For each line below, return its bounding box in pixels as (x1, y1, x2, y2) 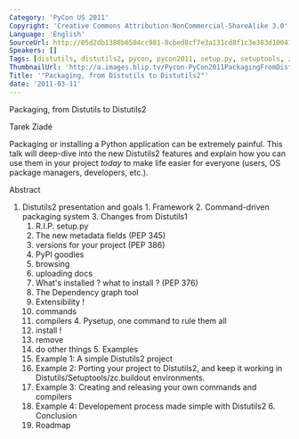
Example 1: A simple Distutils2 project (35, 353, 174, 364)
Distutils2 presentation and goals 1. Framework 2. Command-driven (21, 202, 270, 212)
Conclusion (35, 410, 77, 420)
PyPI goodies (35, 249, 85, 260)
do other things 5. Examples (35, 344, 139, 354)
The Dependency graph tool (35, 286, 139, 297)
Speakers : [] (9, 46, 58, 55)
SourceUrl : (9, 37, 50, 47)
